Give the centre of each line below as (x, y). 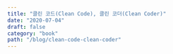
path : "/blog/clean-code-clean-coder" (64, 40)
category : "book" (33, 33)
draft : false (26, 27)
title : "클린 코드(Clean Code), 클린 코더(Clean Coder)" (87, 14)
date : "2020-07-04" (36, 20)
